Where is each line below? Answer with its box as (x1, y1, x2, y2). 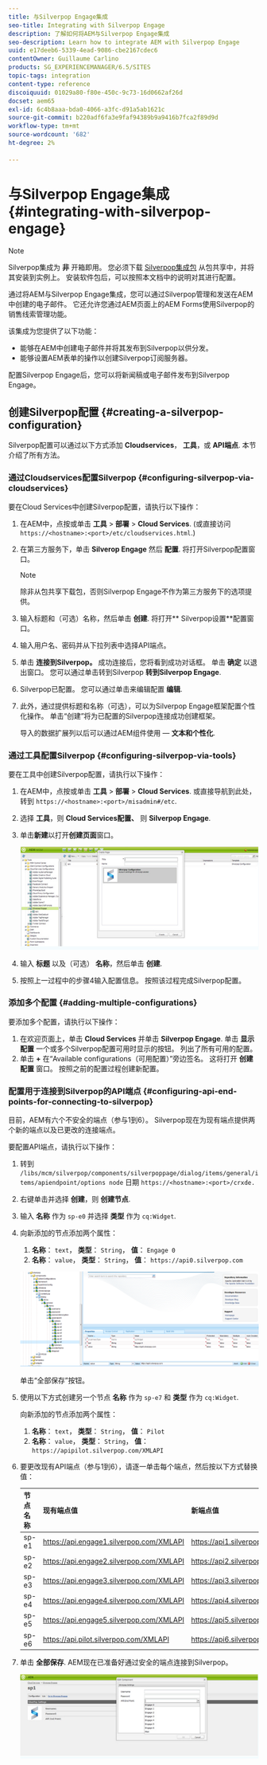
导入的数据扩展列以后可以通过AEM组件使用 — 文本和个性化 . (19, 728, 216, 737)
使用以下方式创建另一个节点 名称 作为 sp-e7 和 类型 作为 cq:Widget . (19, 1392, 239, 1402)
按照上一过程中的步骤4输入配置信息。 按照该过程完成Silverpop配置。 (19, 975, 246, 985)
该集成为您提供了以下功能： (8, 326, 99, 335)
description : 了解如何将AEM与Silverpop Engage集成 (8, 29, 170, 37)
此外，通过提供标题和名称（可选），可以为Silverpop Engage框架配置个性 (19, 701, 256, 711)
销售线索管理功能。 (8, 309, 72, 319)
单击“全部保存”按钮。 (19, 1375, 90, 1385)
